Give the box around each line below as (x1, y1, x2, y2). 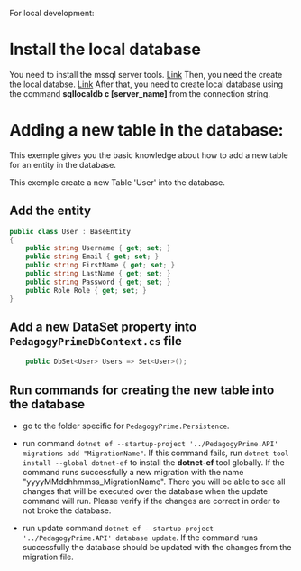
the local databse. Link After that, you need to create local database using (9, 79, 284, 89)
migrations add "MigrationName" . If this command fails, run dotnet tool (22, 447, 290, 459)
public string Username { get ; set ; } (25, 244, 171, 253)
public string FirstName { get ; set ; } (25, 261, 176, 270)
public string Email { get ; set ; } (25, 252, 160, 261)
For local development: (9, 8, 95, 18)
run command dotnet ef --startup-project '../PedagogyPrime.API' (22, 438, 279, 449)
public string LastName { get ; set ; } (25, 269, 171, 278)
